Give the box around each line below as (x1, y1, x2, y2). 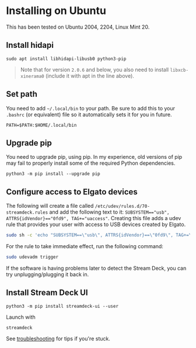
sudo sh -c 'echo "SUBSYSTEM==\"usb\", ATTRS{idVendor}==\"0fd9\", (6, 232, 174, 238)
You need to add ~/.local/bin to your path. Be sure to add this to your (6, 105, 176, 112)
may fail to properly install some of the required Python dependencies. (6, 159, 176, 167)
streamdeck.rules (6, 210, 48, 215)
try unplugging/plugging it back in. (6, 270, 89, 278)
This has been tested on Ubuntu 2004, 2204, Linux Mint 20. (6, 23, 150, 30)
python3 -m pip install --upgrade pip (6, 171, 100, 177)
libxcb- (170, 67, 188, 73)
